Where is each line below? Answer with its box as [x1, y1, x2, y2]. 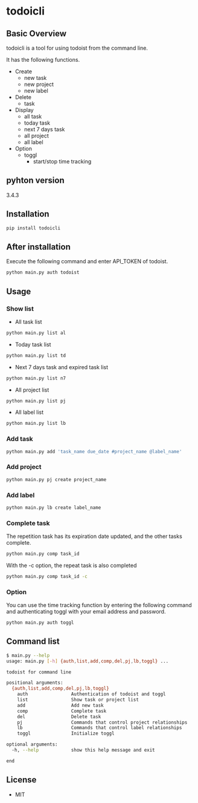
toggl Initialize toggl [17, 730, 115, 736]
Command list [6, 637, 60, 647]
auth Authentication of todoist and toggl [17, 691, 166, 697]
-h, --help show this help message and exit [11, 747, 155, 753]
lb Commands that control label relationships [17, 725, 182, 731]
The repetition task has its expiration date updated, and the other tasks [6, 533, 182, 540]
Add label [6, 491, 35, 499]
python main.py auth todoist [6, 269, 80, 276]
